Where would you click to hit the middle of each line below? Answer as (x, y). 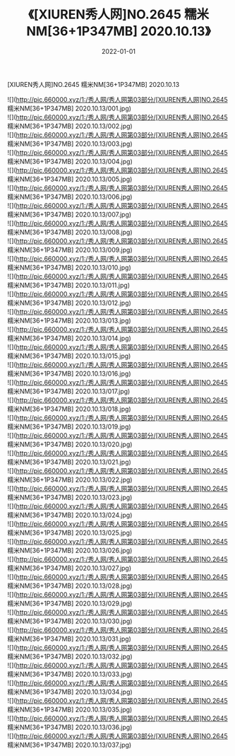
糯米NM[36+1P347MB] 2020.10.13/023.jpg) (70, 497)
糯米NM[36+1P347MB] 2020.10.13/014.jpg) (70, 338)
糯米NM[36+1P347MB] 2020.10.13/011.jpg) (69, 285)
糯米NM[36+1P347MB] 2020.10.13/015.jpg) (69, 356)
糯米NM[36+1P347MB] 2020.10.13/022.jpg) (70, 479)
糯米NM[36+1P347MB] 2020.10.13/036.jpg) (70, 727)
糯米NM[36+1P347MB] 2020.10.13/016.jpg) (70, 373)
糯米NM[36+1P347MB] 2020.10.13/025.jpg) (70, 533)
